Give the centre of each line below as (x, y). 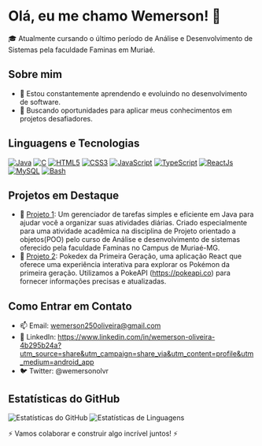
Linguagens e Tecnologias (74, 144)
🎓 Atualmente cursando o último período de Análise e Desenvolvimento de (131, 38)
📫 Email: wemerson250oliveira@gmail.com (90, 325)
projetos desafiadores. (56, 118)
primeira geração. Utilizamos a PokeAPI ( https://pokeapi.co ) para (125, 273)
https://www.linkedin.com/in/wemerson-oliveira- (137, 337)
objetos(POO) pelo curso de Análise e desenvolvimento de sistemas (130, 240)
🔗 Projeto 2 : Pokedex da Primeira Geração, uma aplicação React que (131, 256)
